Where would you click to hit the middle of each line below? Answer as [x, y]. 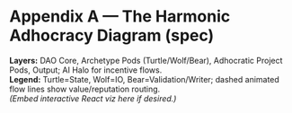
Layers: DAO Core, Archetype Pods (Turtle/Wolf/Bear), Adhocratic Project [146, 60]
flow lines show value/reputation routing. [85, 89]
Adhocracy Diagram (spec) [112, 35]
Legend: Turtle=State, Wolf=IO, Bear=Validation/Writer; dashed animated [145, 79]
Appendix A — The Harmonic [120, 17]
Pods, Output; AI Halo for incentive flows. [86, 70]
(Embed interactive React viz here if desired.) [93, 98]
